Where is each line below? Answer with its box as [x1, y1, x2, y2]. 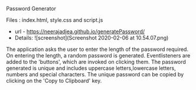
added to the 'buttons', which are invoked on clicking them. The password [6, 59, 186, 65]
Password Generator [6, 5, 57, 12]
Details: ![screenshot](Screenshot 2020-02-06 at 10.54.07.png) [14, 34, 169, 41]
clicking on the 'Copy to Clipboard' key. [6, 77, 102, 84]
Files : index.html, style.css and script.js [6, 17, 103, 23]
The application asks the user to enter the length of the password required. [6, 46, 189, 53]
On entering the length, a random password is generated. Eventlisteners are [6, 52, 191, 59]
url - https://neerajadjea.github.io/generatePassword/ [14, 28, 145, 35]
